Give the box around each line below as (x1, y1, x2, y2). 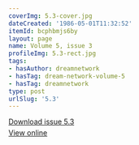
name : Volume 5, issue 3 (8, 42, 93, 50)
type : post (8, 87, 46, 96)
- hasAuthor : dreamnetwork (8, 65, 100, 73)
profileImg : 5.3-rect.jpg (8, 49, 96, 58)
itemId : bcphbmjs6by (8, 27, 79, 35)
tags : (8, 58, 27, 66)
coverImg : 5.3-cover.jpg (8, 11, 93, 20)
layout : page (8, 34, 53, 43)
